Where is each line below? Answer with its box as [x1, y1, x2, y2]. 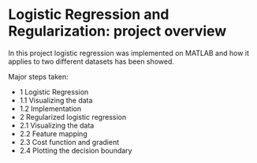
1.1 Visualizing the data [19, 95, 93, 105]
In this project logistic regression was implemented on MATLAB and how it [8, 48, 250, 57]
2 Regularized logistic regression [19, 112, 127, 121]
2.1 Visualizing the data [19, 120, 95, 130]
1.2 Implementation [19, 104, 81, 113]
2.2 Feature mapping [19, 128, 88, 139]
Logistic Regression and [8, 6, 169, 24]
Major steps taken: [8, 72, 69, 81]
